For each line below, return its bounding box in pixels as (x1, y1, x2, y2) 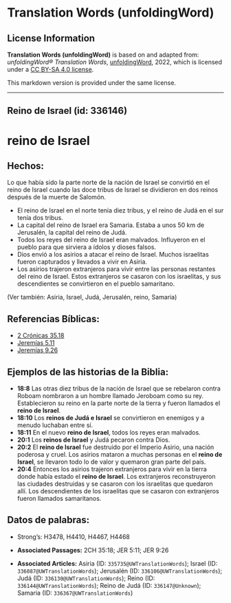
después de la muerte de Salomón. (7, 193, 107, 201)
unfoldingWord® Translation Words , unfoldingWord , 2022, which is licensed (7, 58, 222, 66)
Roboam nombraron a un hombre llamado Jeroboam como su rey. (16, 392, 204, 400)
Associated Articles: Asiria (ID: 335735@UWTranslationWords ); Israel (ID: (16, 559, 218, 567)
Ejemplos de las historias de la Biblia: (7, 366, 169, 377)
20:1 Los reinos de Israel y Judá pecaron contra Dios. (16, 436, 170, 444)
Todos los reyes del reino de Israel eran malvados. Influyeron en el (16, 236, 206, 244)
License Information (7, 32, 95, 44)
